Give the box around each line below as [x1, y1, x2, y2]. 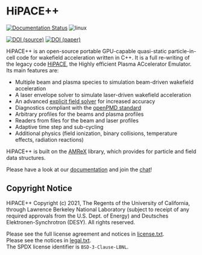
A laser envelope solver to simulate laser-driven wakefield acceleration [14, 91, 192, 98]
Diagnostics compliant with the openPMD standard [14, 104, 142, 111]
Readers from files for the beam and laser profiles [14, 116, 139, 124]
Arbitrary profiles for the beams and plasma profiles [14, 110, 144, 118]
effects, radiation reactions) [14, 136, 84, 143]
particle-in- [168, 47, 197, 55]
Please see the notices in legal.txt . [6, 236, 92, 244]
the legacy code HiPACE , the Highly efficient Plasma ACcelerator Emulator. [6, 60, 192, 68]
